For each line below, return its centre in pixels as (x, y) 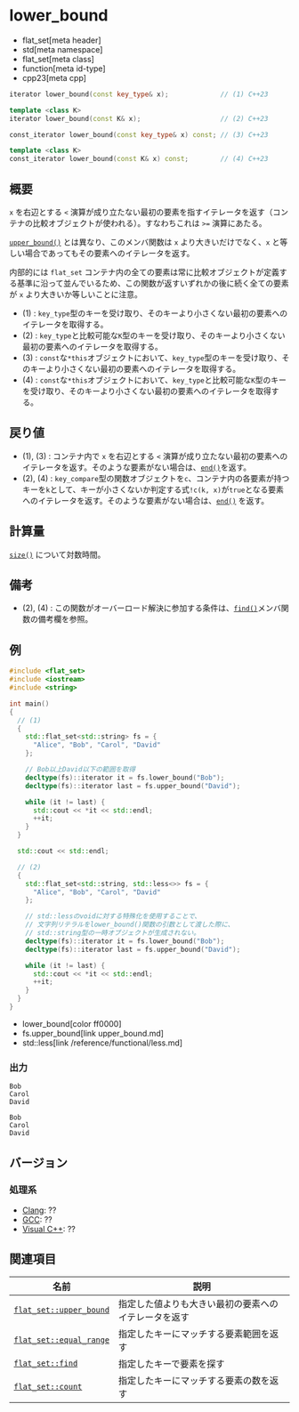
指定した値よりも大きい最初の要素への (198, 1303)
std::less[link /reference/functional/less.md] (102, 1043)
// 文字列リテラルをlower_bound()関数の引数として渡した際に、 (130, 925)
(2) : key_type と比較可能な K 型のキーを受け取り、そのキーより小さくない (154, 335)
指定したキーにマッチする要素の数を (194, 1380)
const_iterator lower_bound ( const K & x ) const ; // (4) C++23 (139, 159)
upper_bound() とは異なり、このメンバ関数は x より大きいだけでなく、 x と (145, 242)
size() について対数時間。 (57, 554)
